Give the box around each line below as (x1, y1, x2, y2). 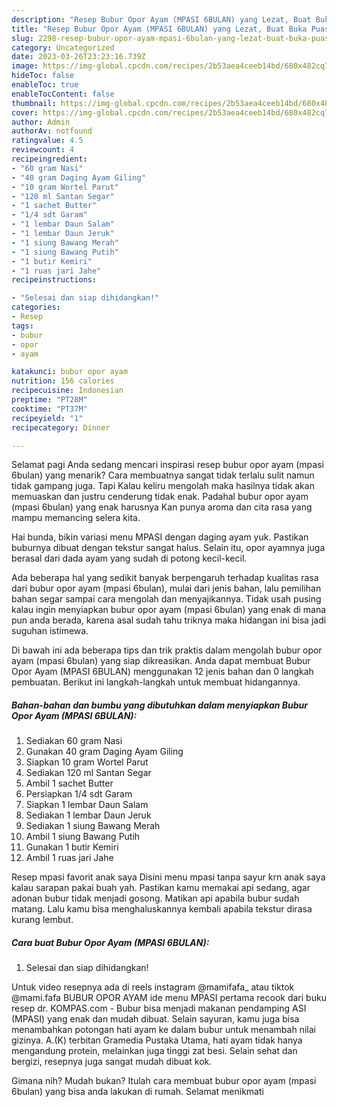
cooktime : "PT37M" (11, 404, 88, 414)
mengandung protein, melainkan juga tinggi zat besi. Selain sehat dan (11, 1045, 298, 1057)
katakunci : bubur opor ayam (11, 367, 129, 377)
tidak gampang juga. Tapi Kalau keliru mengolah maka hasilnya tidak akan (11, 480, 315, 492)
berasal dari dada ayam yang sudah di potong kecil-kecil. (11, 552, 248, 565)
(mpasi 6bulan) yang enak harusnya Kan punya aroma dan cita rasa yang (11, 501, 313, 513)
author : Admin (11, 117, 71, 127)
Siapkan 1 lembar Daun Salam (25, 799, 149, 811)
